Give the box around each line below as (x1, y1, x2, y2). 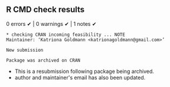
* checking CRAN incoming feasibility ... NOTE (6, 32, 126, 38)
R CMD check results (6, 5, 85, 15)
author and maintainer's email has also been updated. (14, 73, 146, 81)
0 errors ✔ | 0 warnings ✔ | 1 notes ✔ (6, 20, 97, 27)
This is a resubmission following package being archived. (14, 68, 155, 75)
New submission (6, 47, 44, 53)
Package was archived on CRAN (6, 57, 81, 63)
